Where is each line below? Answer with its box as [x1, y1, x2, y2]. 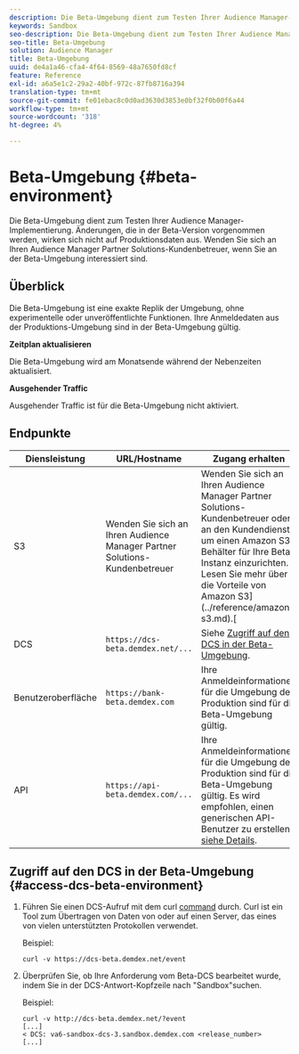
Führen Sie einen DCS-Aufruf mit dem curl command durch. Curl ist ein [21, 902, 283, 912]
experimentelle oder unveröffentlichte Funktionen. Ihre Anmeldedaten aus [9, 312, 279, 323]
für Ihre [238, 545, 270, 558]
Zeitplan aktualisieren [9, 339, 92, 349]
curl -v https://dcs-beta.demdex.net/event [21, 955, 187, 964]
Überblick [9, 279, 65, 294]
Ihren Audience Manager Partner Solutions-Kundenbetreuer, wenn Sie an [9, 243, 278, 254]
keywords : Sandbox [9, 21, 77, 30]
